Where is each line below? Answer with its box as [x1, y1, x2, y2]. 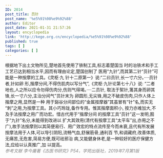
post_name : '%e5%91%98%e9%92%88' [5, 16, 73, 21]
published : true [5, 39, 38, 44]
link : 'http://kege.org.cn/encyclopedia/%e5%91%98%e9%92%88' [5, 35, 132, 40]
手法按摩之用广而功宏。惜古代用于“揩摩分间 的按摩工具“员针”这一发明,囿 [9, 111, 155, 117]
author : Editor [5, 21, 36, 26]
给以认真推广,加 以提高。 [15, 141, 65, 147]
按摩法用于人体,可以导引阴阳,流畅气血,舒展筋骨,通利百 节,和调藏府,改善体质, [5, 129, 156, 135]
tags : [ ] [5, 44, 25, 48]
